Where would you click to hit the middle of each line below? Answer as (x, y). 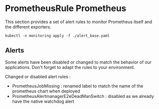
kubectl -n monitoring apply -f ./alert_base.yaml (57, 36)
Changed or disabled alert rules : (38, 76)
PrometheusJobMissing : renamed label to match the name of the (78, 86)
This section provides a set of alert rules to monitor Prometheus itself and (79, 22)
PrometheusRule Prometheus (66, 8)
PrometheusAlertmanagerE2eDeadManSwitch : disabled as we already (83, 96)
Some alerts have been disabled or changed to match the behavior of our (78, 62)
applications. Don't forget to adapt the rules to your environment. (70, 67)
